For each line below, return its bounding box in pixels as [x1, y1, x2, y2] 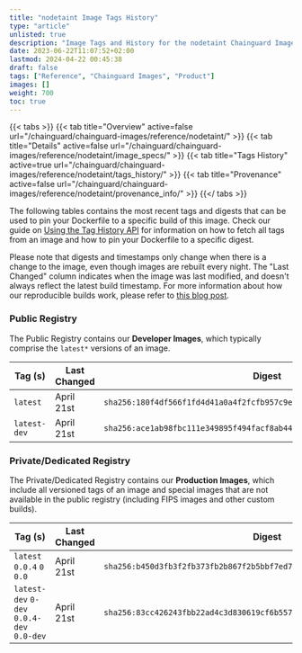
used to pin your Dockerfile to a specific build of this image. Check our [9, 215, 271, 226]
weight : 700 [9, 88, 54, 97]
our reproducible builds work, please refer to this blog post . [9, 290, 229, 301]
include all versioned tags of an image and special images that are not [9, 484, 269, 495]
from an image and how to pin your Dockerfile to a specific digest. [9, 235, 254, 246]
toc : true [9, 96, 47, 106]
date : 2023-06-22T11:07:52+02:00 [9, 47, 135, 56]
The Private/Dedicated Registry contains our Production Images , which [9, 474, 275, 486]
